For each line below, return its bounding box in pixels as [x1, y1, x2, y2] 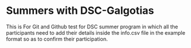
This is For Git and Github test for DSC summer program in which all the [6, 23, 178, 30]
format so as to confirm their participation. [6, 35, 108, 42]
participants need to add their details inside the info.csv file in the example [6, 29, 186, 36]
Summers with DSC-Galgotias [6, 4, 154, 17]
